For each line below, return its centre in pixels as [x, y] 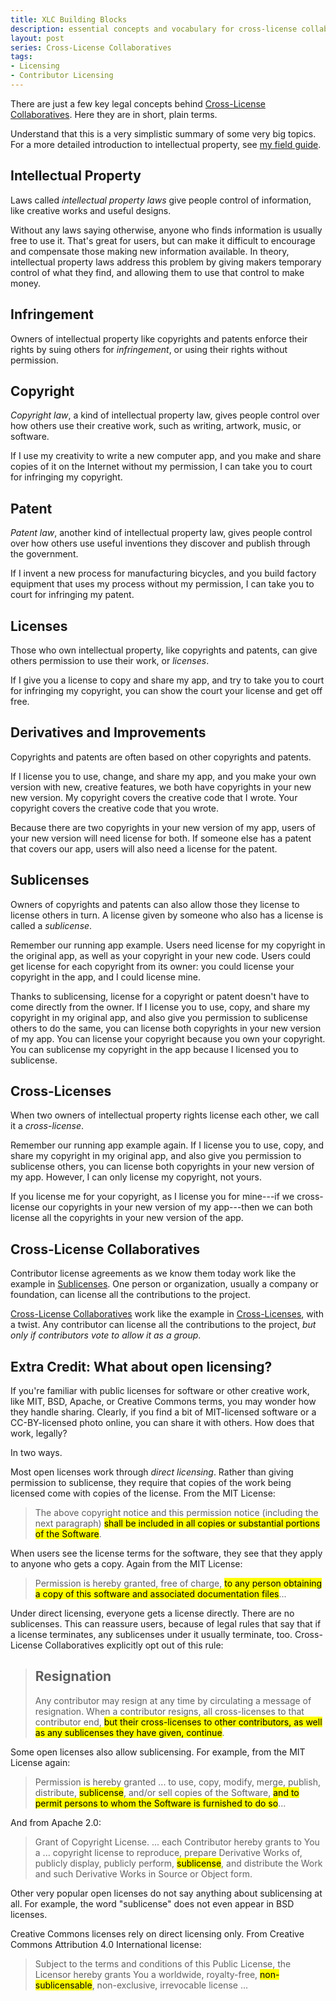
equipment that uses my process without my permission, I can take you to [162, 584]
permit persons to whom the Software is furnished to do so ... [160, 1803]
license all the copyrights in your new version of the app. [127, 1218]
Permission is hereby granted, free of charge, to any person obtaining [178, 1583]
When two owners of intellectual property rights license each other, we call [165, 1115]
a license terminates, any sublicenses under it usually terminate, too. [151, 1634]
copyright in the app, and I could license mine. [106, 977]
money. [26, 283]
